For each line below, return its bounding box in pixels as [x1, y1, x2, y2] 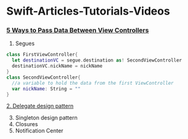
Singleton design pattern [15, 114, 78, 121]
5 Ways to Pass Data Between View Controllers [6, 26, 149, 35]
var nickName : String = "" [12, 85, 81, 92]
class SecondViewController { [6, 74, 81, 80]
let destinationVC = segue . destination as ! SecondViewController [12, 57, 182, 63]
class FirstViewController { [6, 52, 78, 58]
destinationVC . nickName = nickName [12, 63, 103, 69]
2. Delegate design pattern [6, 102, 74, 110]
